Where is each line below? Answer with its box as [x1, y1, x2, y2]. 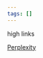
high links [7, 29, 35, 38]
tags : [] [7, 10, 33, 17]
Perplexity [7, 43, 37, 51]
